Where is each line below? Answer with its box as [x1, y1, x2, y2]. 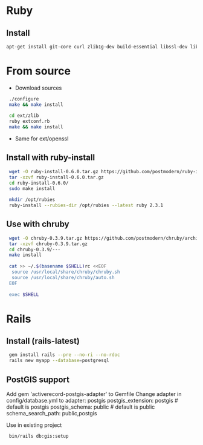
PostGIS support [6, 374, 69, 384]
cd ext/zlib [8, 113, 39, 119]
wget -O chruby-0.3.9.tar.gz [8, 235, 83, 241]
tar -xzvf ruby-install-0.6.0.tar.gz [8, 174, 104, 180]
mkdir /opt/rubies [8, 197, 56, 203]
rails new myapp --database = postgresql [8, 358, 110, 364]
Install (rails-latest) [6, 336, 80, 346]
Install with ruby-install [6, 153, 95, 163]
